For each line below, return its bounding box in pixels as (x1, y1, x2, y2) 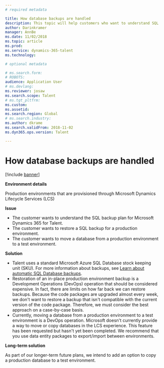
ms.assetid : (5, 107, 29, 112)
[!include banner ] (5, 171, 40, 177)
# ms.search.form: (5, 70, 43, 75)
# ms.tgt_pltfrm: (5, 98, 41, 103)
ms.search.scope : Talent (5, 93, 56, 98)
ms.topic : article (5, 39, 43, 44)
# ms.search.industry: (5, 116, 51, 121)
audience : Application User (5, 80, 63, 85)
